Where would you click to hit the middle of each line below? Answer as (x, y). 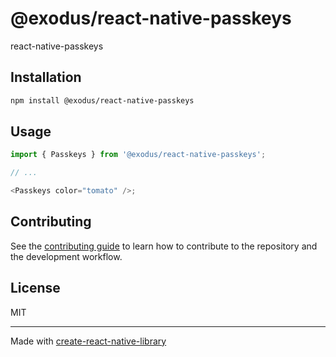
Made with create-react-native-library (88, 341)
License (35, 288)
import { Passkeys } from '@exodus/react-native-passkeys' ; (138, 155)
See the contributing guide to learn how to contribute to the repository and (164, 246)
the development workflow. (66, 256)
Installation (46, 77)
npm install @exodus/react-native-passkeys (102, 100)
